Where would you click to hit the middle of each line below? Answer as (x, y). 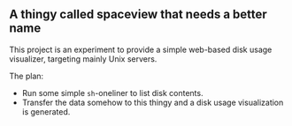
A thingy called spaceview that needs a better (138, 15)
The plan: (27, 76)
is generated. (46, 111)
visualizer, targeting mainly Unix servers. (83, 59)
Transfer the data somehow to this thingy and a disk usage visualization (153, 102)
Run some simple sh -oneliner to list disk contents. (112, 93)
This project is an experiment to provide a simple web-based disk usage (141, 49)
